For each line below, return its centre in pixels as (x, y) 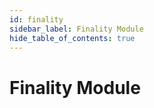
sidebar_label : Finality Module (76, 29)
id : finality (36, 19)
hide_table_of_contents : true (72, 38)
